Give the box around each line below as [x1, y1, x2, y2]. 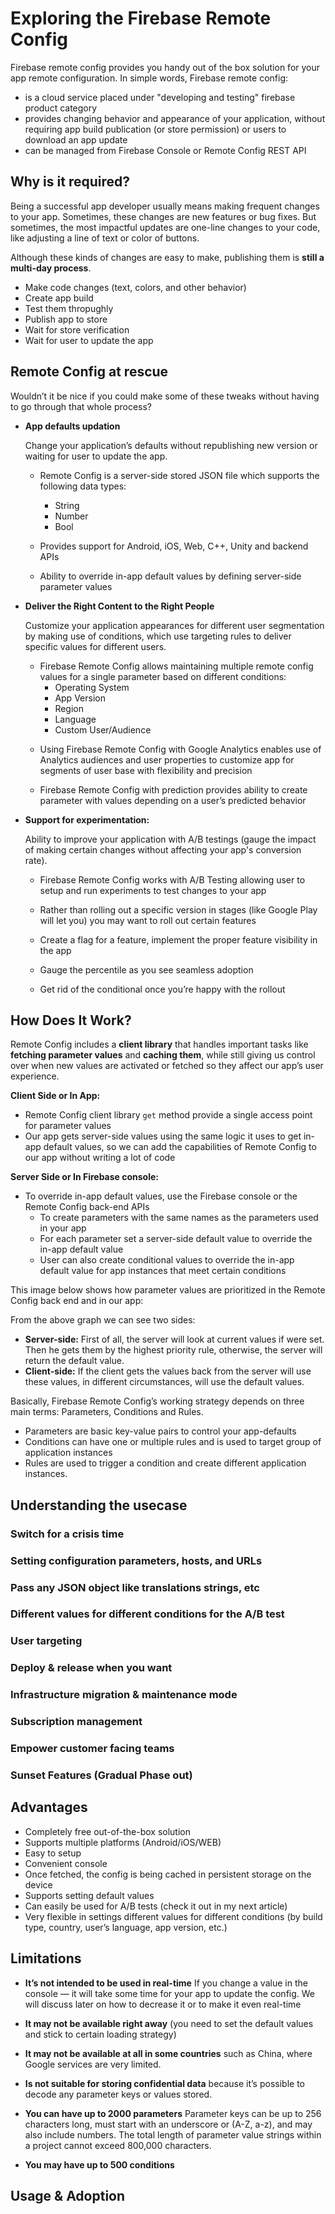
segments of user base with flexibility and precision [39, 764, 253, 776]
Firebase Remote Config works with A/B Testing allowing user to [39, 873, 306, 886]
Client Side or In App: [10, 1090, 101, 1102]
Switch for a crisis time [10, 1527, 125, 1541]
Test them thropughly [24, 302, 114, 314]
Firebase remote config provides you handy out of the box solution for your [10, 61, 321, 73]
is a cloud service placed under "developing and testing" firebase [24, 91, 296, 103]
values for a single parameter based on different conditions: [39, 670, 287, 682]
